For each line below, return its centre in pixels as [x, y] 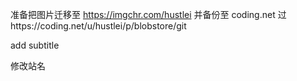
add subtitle [35, 45]
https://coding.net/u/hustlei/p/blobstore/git [98, 26]
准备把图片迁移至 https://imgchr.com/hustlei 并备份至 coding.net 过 [148, 14]
